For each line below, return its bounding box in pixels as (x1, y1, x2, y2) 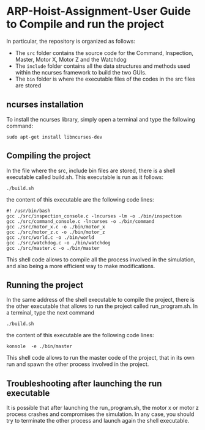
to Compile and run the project (6, 17, 164, 31)
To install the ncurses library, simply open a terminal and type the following (6, 115, 196, 123)
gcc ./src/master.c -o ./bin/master (6, 245, 100, 251)
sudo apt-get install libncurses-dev (6, 134, 103, 140)
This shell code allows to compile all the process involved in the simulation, (6, 255, 196, 263)
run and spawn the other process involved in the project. (6, 360, 149, 368)
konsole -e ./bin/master (6, 343, 72, 349)
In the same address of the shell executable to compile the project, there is (6, 296, 195, 304)
